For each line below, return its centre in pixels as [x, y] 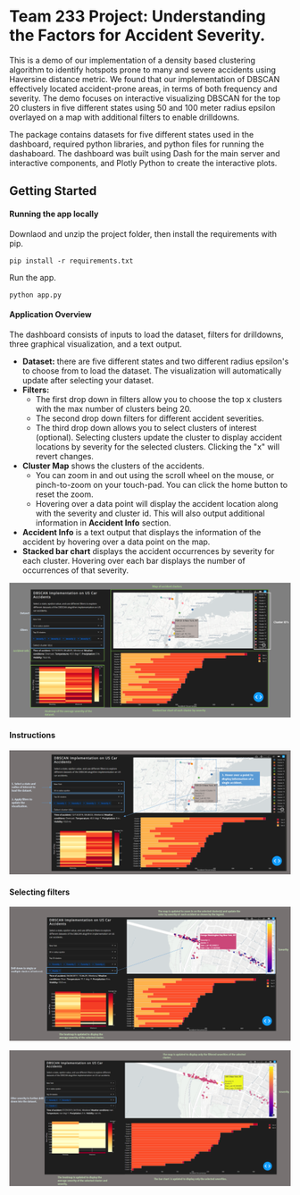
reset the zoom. [64, 494]
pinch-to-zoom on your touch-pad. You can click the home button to [162, 484]
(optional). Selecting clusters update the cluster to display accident [159, 437]
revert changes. [64, 456]
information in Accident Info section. [103, 522]
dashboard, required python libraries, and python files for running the [137, 144]
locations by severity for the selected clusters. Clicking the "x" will [157, 446]
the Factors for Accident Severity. [137, 35]
